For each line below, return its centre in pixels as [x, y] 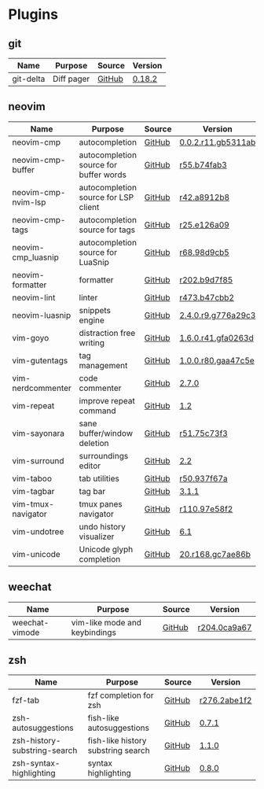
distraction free [107, 333]
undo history [102, 526]
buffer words [103, 175]
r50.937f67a [203, 478]
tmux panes [101, 503]
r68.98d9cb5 [204, 252]
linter [88, 297]
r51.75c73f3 [203, 433]
